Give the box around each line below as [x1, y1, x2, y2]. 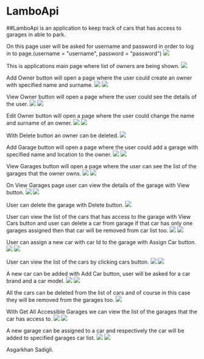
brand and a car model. [6, 277, 65, 284]
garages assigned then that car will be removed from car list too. [6, 227, 169, 234]
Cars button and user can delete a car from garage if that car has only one [6, 219, 193, 227]
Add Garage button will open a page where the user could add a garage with [6, 143, 199, 151]
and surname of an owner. [6, 119, 72, 126]
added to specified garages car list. [6, 334, 96, 341]
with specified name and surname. [6, 81, 93, 89]
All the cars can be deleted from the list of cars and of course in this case [6, 289, 191, 296]
